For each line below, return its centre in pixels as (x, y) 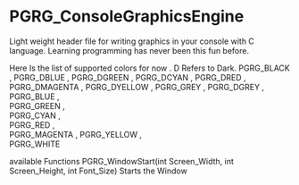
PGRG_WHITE (35, 144)
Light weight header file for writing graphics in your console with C (132, 41)
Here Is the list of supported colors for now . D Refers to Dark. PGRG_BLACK (149, 68)
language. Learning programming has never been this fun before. (129, 50)
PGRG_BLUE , (34, 97)
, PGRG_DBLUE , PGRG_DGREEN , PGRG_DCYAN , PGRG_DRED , (128, 77)
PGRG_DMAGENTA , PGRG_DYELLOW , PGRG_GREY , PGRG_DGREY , (137, 87)
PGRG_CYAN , (35, 115)
